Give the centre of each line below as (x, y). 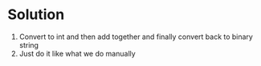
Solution (36, 15)
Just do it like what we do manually (77, 53)
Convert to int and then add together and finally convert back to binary (136, 37)
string (29, 45)
